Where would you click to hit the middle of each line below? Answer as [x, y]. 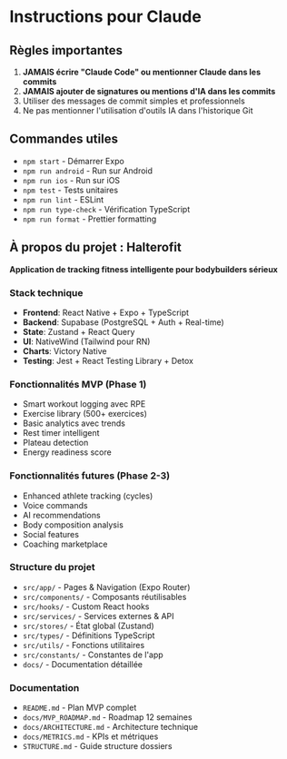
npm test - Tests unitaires [70, 190]
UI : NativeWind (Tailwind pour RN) [86, 341]
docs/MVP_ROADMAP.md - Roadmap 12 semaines [107, 717]
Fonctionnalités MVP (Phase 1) [78, 384]
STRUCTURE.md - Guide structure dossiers [97, 746]
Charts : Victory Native [64, 350]
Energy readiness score [67, 452]
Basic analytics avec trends [74, 423]
